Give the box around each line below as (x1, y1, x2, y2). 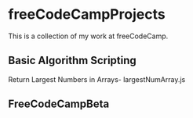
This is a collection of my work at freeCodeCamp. (8, 31, 169, 41)
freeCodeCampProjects (8, 5, 166, 23)
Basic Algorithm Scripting (8, 54, 137, 67)
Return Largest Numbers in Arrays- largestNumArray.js (8, 74, 186, 84)
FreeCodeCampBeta (8, 98, 110, 111)
